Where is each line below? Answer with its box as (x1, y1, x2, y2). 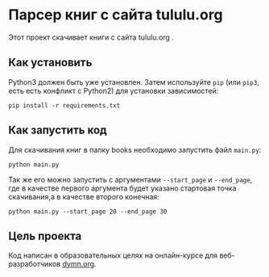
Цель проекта (8, 229, 82, 243)
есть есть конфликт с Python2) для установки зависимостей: (8, 86, 219, 95)
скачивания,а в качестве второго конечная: (8, 191, 159, 201)
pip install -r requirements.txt (8, 101, 121, 110)
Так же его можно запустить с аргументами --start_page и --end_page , (8, 174, 253, 184)
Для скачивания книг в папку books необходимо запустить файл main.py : (8, 145, 262, 154)
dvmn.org (62, 259, 95, 269)
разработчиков (8, 259, 61, 269)
